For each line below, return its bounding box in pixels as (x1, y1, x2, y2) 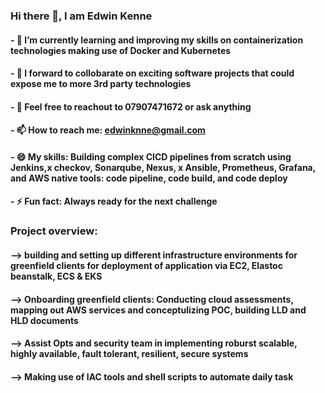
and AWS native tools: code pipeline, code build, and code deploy (10, 172, 288, 184)
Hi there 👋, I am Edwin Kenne (10, 9, 153, 23)
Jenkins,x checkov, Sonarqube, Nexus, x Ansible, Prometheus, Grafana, (10, 161, 316, 173)
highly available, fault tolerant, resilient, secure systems (10, 348, 249, 360)
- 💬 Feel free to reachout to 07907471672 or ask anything (10, 100, 252, 113)
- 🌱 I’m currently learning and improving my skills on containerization (10, 34, 304, 46)
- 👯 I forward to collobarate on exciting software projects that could (10, 67, 295, 79)
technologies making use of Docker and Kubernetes (10, 44, 232, 56)
